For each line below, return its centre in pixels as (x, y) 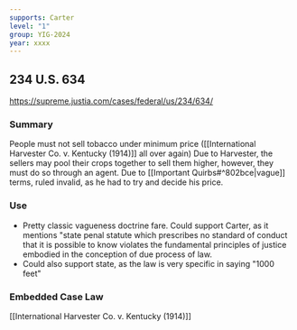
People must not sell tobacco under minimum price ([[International (133, 144)
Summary (32, 124)
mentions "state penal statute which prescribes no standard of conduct (155, 234)
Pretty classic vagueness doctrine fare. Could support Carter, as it (145, 225)
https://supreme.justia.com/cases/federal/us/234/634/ (111, 101)
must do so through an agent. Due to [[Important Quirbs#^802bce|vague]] (148, 173)
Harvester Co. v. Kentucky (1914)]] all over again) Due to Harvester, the (141, 153)
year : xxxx (30, 43)
